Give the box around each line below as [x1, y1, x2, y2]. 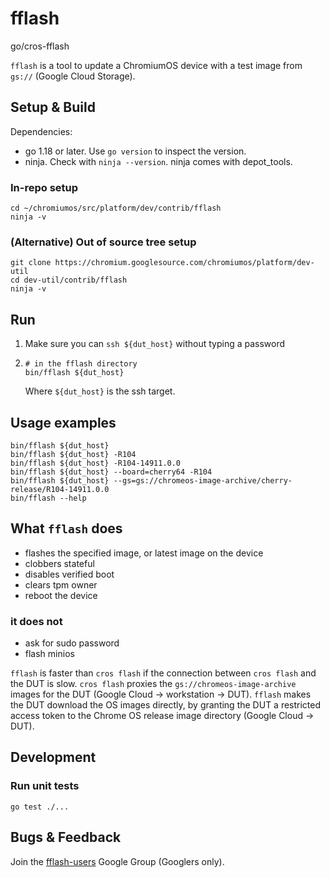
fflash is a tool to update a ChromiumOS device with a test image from [10, 59, 303, 71]
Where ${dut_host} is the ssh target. [24, 385, 176, 397]
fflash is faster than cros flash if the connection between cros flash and [10, 667, 317, 679]
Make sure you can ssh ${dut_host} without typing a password [24, 338, 286, 350]
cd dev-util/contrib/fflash [10, 275, 128, 286]
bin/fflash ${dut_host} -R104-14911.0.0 [10, 458, 182, 468]
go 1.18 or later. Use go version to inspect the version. [24, 145, 247, 157]
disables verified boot [24, 568, 115, 580]
